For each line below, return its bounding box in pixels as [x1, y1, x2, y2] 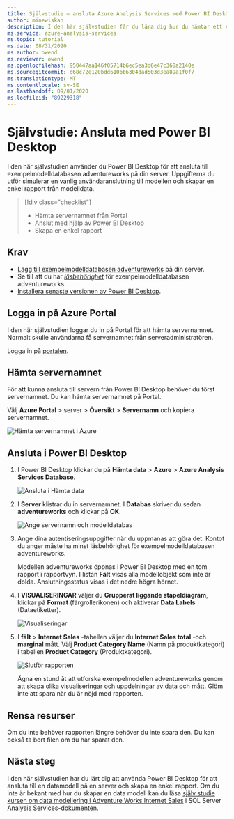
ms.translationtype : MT [7, 75, 77, 82]
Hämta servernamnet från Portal [34, 211, 127, 219]
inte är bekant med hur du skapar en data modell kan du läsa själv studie [7, 788, 216, 797]
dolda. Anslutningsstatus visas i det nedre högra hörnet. [17, 577, 179, 586]
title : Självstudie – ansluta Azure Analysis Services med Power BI [7, 10, 210, 17]
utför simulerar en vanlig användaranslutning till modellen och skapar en [7, 177, 214, 185]
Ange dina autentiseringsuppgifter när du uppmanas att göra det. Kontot [17, 534, 225, 543]
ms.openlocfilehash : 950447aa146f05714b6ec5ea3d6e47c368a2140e [7, 62, 195, 69]
